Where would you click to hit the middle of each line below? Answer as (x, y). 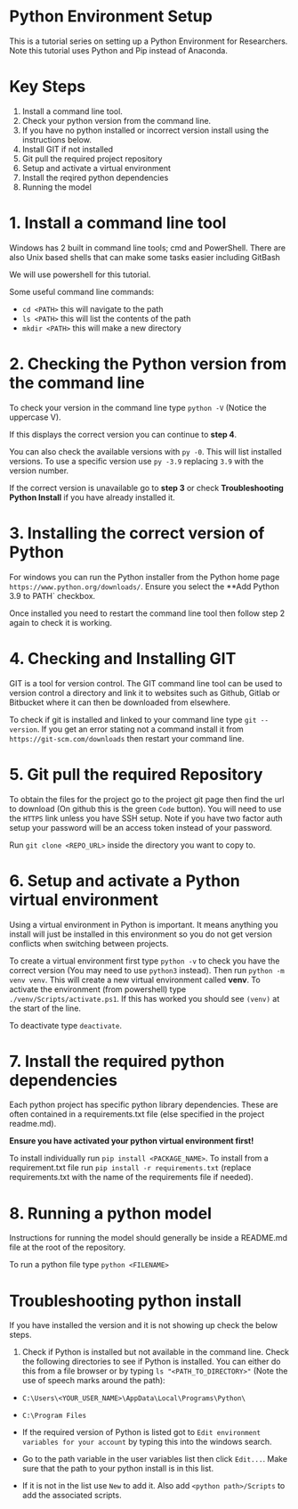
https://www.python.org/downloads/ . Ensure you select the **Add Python (145, 586)
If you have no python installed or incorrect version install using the (145, 130)
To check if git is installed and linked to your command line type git (133, 719)
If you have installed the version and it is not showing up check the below (144, 1325)
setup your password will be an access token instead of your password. (141, 827)
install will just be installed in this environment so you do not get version (141, 934)
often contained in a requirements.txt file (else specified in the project (137, 1114)
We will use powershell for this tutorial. (80, 275)
